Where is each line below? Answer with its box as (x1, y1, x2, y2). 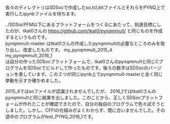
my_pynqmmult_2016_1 (5, 53, 52, 58)
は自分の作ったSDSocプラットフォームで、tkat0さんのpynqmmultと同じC (5, 59, 159, 64)
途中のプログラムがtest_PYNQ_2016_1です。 (5, 113, 96, 119)
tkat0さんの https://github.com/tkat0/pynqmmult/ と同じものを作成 (22, 28, 163, 34)
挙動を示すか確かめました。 (5, 77, 63, 84)
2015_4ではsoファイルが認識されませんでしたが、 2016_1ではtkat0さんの (5, 88, 156, 94)
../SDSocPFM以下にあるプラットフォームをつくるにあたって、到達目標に (5, 22, 157, 27)
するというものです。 (5, 34, 50, 40)
